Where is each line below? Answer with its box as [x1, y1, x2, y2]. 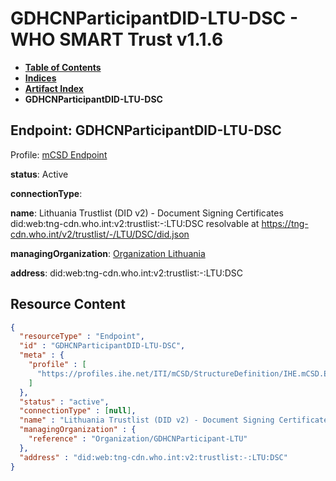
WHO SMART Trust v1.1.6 [10, 28, 224, 51]
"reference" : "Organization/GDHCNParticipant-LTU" [28, 434, 248, 444]
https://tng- [261, 217, 309, 229]
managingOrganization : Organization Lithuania [10, 247, 206, 259]
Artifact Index [24, 82, 84, 94]
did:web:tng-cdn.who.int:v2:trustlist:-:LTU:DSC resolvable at [10, 217, 260, 229]
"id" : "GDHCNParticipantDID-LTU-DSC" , [19, 341, 186, 351]
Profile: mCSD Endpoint [10, 148, 108, 161]
